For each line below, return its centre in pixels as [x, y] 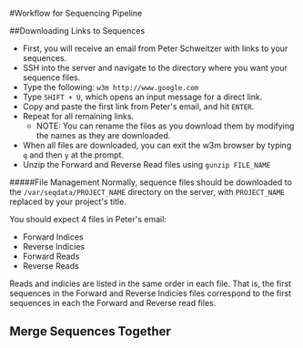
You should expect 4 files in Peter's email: [88, 219]
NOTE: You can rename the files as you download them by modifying [165, 126]
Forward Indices [53, 237]
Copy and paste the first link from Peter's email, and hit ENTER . [138, 107]
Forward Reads [51, 256]
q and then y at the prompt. [73, 155]
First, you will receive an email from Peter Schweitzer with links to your [155, 48]
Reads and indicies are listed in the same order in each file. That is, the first [151, 283]
